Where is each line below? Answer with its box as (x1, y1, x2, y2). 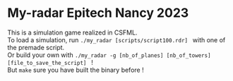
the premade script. (7, 43, 65, 51)
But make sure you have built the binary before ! (7, 66, 144, 74)
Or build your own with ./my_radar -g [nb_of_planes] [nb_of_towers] (7, 51, 211, 59)
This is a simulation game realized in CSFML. (7, 28, 138, 37)
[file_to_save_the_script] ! (7, 58, 94, 66)
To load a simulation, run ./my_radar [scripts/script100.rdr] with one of (7, 35, 226, 44)
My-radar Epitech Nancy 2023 (7, 5, 189, 21)
